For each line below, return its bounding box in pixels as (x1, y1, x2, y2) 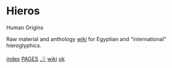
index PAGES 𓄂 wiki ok (6, 55, 65, 62)
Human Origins (6, 24, 44, 31)
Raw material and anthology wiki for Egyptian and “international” (6, 35, 167, 42)
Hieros (6, 4, 40, 18)
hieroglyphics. (6, 42, 42, 49)
